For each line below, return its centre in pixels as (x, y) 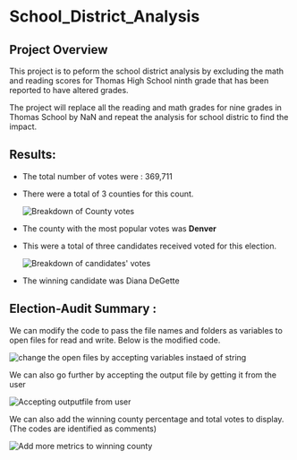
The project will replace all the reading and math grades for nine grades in (145, 108)
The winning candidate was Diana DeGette (101, 281)
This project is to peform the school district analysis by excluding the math (147, 71)
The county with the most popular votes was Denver (119, 228)
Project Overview (59, 50)
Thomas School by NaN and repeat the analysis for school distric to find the (149, 117)
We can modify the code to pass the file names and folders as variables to (146, 330)
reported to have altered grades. (69, 90)
